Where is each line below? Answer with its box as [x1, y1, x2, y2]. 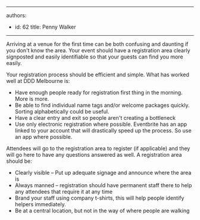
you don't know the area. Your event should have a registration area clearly [6, 47, 190, 54]
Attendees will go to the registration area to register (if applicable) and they [6, 145, 190, 152]
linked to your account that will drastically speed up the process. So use [14, 127, 192, 134]
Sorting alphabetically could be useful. [14, 108, 110, 115]
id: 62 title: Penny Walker [14, 23, 76, 30]
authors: [6, 12, 27, 18]
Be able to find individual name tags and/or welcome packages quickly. [14, 102, 190, 109]
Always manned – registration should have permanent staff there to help [14, 182, 192, 188]
